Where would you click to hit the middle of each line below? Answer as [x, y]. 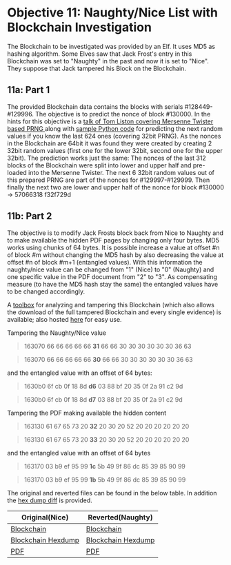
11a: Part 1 [29, 90]
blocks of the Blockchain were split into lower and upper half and [99, 165]
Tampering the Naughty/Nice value [57, 333]
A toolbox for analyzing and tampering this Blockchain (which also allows [111, 305]
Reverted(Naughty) [120, 517]
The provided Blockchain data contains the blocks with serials [95, 106]
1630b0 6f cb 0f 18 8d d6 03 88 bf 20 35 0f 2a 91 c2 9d [103, 386]
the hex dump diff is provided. [50, 500]
